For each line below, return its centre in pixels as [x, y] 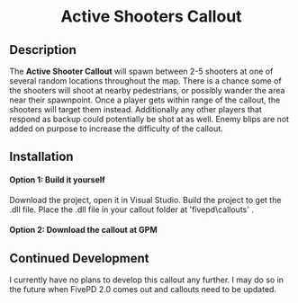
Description [43, 50]
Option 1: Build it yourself [57, 179]
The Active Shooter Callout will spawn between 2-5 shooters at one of [141, 71]
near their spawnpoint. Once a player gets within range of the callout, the [145, 100]
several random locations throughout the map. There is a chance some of [145, 81]
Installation [41, 157]
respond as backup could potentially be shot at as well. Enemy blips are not [149, 119]
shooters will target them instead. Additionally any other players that [136, 109]
